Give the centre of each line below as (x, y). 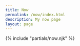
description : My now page (33, 19)
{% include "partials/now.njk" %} (40, 38)
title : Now (17, 10)
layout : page (19, 24)
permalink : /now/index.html (35, 15)
